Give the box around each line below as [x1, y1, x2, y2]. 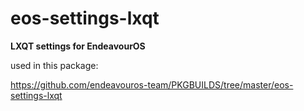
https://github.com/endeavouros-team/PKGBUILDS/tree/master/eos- [10, 78, 294, 91]
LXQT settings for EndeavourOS [10, 40, 146, 52]
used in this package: [10, 59, 99, 71]
